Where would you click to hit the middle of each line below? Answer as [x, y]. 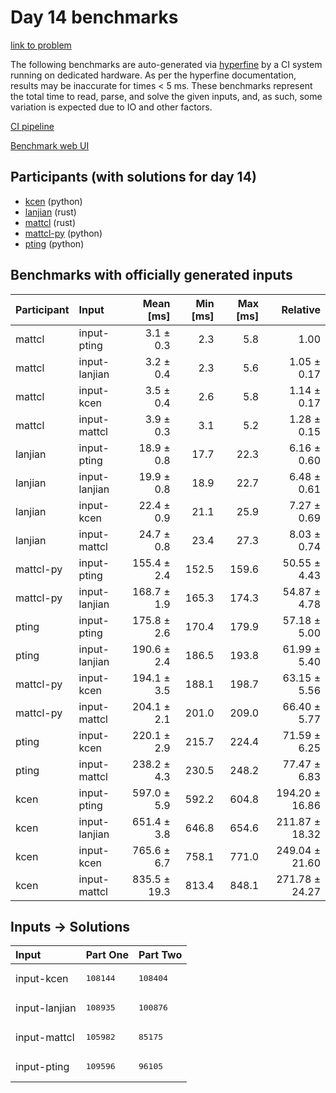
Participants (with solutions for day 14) [133, 177]
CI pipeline [32, 126]
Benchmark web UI [50, 145]
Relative [301, 309]
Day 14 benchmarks [94, 17]
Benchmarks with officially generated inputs [151, 275]
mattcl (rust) [50, 222]
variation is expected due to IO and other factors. [111, 107]
